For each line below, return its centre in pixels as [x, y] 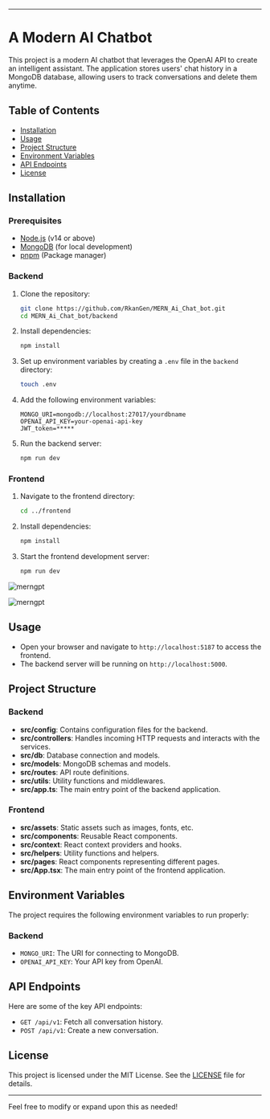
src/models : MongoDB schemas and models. [95, 763]
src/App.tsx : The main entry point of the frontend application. [123, 870]
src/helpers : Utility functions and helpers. [89, 853]
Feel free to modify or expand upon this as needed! [93, 1106]
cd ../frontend [45, 511]
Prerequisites [35, 221]
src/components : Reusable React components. [99, 835]
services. [35, 746]
